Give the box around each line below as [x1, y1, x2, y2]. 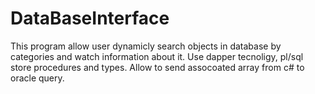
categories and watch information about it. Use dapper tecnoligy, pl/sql [10, 50, 304, 62]
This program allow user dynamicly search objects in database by [10, 40, 282, 52]
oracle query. [10, 72, 65, 84]
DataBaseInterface [10, 7, 170, 30]
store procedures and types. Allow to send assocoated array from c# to [10, 61, 305, 73]
